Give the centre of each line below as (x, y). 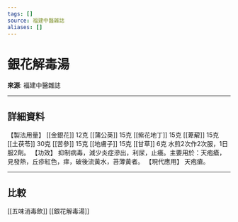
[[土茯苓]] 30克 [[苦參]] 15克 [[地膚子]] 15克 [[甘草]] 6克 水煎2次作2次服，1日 (118, 144)
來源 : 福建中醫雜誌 (34, 85)
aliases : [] (25, 27)
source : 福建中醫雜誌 (36, 21)
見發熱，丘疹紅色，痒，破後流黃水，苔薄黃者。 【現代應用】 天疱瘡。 (108, 162)
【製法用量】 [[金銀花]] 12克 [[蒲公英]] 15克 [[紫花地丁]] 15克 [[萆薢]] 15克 (113, 135)
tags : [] (20, 14)
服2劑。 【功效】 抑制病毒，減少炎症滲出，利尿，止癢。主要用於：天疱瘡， (117, 152)
